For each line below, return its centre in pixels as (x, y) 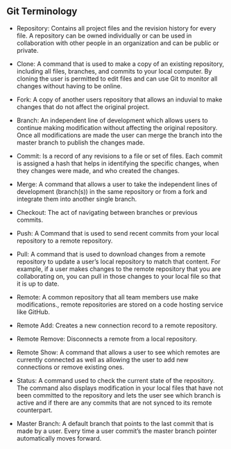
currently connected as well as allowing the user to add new (102, 359)
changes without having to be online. (69, 85)
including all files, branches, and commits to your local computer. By (114, 71)
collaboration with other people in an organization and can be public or (118, 43)
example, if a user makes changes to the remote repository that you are (119, 269)
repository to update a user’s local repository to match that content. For (118, 261)
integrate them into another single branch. (77, 199)
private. (27, 50)
